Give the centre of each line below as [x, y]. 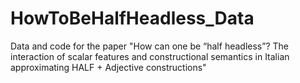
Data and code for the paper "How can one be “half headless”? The [149, 46]
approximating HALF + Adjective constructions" [108, 67]
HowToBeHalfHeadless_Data [132, 18]
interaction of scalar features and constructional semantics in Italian [150, 56]
